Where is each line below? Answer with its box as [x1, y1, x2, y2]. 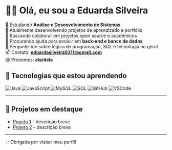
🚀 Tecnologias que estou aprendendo [5, 71, 127, 80]
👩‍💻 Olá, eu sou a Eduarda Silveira [5, 5, 148, 16]
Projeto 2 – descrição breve [12, 124, 71, 130]
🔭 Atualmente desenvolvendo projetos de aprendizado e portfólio [5, 27, 143, 33]
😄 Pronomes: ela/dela [5, 57, 53, 63]
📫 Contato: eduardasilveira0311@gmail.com [5, 49, 102, 55]
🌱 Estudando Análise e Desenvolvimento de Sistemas [5, 22, 121, 28]
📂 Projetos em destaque [5, 105, 83, 114]
